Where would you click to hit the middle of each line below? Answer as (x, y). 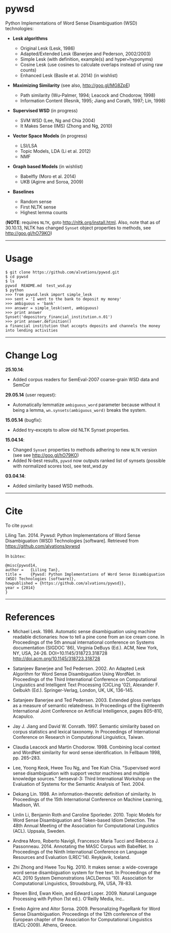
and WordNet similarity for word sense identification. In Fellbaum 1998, (87, 752)
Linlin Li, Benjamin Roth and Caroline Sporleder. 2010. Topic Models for (87, 814)
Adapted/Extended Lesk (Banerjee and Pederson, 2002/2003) (85, 54)
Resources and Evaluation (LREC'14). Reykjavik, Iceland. (72, 857)
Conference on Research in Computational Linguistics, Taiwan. (78, 737)
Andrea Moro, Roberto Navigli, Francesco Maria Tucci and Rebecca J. (86, 841)
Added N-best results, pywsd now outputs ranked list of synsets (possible (89, 460)
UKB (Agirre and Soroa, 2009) (52, 181)
